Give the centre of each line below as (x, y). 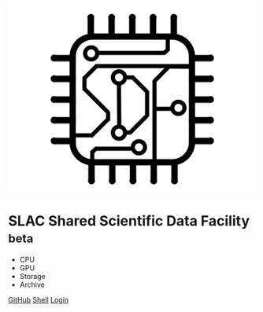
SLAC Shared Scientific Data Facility (129, 221)
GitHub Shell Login (39, 299)
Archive (32, 284)
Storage (32, 276)
